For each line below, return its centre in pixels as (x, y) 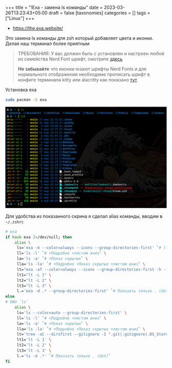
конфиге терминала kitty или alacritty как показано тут (77, 80)
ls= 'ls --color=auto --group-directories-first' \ (72, 313)
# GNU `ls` (17, 302)
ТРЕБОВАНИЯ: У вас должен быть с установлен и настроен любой (91, 54)
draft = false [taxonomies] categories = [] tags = (99, 13)
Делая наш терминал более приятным (47, 44)
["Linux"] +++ (20, 18)
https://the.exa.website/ (38, 28)
